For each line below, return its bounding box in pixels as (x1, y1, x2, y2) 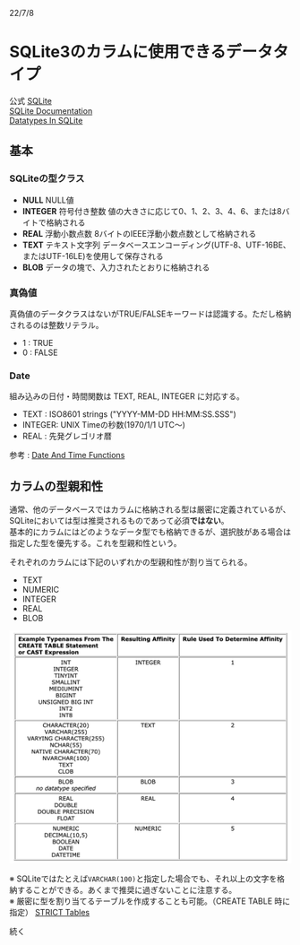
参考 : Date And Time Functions (9, 450, 125, 461)
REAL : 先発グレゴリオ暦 (21, 430, 112, 442)
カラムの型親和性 (9, 479, 104, 494)
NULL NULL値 (21, 195, 74, 205)
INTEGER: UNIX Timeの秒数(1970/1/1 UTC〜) (21, 420, 185, 430)
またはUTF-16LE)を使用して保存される (21, 250, 164, 261)
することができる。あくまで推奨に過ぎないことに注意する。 (16, 884, 237, 895)
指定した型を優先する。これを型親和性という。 (9, 538, 182, 549)
